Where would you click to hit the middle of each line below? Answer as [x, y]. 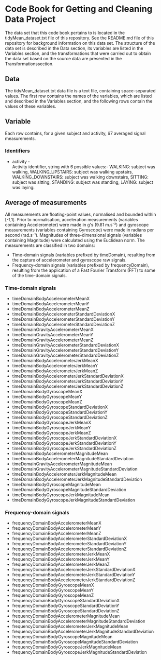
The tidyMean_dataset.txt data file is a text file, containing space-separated [80, 90]
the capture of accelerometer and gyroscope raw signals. [69, 260]
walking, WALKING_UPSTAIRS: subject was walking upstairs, [72, 172]
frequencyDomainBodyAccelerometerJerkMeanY [61, 559]
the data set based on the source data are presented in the [64, 58]
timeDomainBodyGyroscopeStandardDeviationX [60, 407]
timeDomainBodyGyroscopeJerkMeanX [51, 422]
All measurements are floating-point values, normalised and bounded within [80, 214]
